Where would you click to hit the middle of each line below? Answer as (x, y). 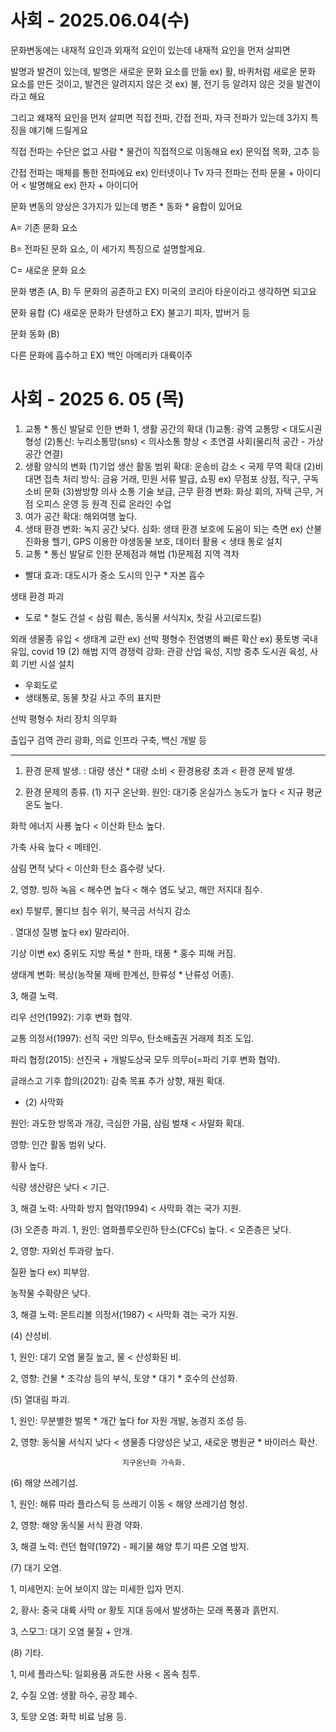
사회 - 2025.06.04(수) (100, 20)
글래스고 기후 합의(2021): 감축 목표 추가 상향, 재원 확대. (118, 1080)
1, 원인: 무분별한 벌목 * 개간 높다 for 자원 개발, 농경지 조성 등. (128, 1420)
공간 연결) (44, 453)
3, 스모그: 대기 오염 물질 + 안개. (71, 1631)
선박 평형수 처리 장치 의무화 (64, 718)
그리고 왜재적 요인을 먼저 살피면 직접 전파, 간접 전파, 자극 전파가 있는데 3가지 (159, 117)
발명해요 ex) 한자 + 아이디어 (84, 185)
